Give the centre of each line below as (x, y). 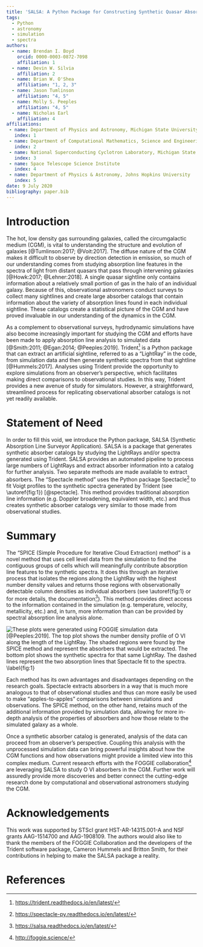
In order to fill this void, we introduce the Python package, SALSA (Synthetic (101, 440)
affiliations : (24, 124)
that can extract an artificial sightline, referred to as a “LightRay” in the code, (101, 354)
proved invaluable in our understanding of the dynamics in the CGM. (91, 315)
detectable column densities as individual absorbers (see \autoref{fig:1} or (99, 591)
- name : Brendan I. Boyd (43, 51)
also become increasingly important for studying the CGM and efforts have (99, 334)
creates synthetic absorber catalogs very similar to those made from (92, 505)
